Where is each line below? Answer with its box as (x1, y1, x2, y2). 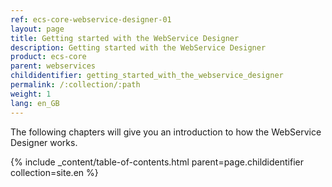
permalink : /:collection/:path (10, 80, 141, 90)
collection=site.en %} (10, 166, 99, 178)
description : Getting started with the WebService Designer (10, 42, 267, 53)
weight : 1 (10, 89, 52, 99)
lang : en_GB (10, 98, 60, 108)
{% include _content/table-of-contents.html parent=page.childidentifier (10, 156, 304, 168)
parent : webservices (10, 61, 97, 71)
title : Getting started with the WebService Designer (10, 33, 240, 43)
